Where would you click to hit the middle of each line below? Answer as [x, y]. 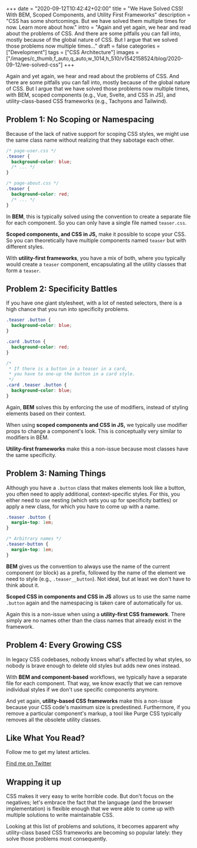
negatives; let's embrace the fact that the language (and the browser [89, 803]
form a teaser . [24, 271]
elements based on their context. [46, 413]
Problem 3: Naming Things [56, 474]
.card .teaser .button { [36, 385]
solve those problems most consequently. [57, 839]
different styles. [25, 246]
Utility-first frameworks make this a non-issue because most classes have [97, 449]
